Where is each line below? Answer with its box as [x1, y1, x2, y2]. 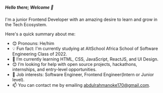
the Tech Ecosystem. [5, 21, 47, 27]
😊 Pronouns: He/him [12, 40, 55, 46]
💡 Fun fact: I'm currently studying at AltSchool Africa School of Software [12, 46, 158, 51]
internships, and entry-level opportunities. [12, 66, 97, 72]
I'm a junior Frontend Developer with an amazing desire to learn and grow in [5, 16, 158, 22]
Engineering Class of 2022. [12, 51, 67, 57]
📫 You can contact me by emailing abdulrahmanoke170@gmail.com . [12, 82, 150, 88]
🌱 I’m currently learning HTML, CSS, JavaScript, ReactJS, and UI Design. [12, 56, 159, 62]
